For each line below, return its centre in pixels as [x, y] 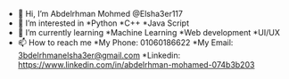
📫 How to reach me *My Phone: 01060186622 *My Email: [125, 43]
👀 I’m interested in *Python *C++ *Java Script [103, 23]
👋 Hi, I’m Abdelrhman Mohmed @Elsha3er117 [100, 14]
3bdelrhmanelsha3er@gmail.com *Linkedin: [99, 55]
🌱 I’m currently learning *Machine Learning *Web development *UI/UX [149, 32]
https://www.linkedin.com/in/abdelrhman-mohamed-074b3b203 [136, 65]
